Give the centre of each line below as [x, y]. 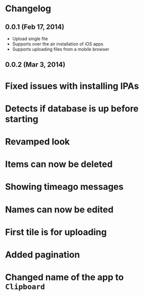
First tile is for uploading [56, 232]
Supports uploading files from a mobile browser [61, 49]
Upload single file [30, 39]
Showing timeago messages [64, 187]
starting [22, 119]
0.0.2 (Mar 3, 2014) [35, 65]
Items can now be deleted [59, 164]
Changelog [28, 9]
